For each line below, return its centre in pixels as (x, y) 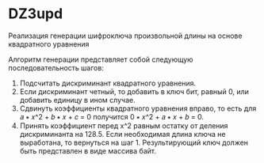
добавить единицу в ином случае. (78, 100)
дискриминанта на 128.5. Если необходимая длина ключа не (122, 134)
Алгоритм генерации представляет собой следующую (101, 59)
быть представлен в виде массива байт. (88, 150)
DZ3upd (36, 14)
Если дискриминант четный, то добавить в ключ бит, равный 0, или (134, 91)
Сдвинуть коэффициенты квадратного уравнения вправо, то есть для (138, 108)
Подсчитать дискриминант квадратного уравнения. (108, 83)
